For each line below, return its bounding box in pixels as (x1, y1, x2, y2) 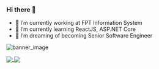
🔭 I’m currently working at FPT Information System (15, 19, 142, 27)
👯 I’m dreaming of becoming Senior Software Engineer (15, 32, 153, 39)
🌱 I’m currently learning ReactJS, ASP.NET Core (15, 25, 136, 33)
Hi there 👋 (6, 5, 37, 14)
